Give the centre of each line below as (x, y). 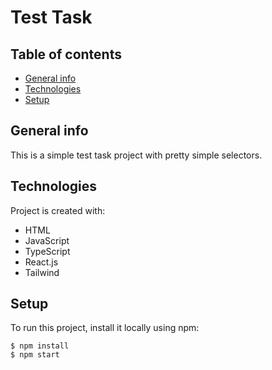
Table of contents (66, 54)
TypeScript (47, 251)
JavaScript (47, 240)
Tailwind (42, 272)
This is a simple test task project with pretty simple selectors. (136, 155)
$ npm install (40, 346)
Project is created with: (58, 210)
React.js (41, 262)
